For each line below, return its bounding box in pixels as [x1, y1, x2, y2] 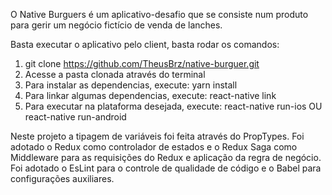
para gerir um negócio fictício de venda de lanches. [10, 19, 223, 31]
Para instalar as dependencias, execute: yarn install [24, 79, 238, 91]
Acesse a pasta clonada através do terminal [24, 69, 206, 80]
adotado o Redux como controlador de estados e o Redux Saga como [10, 141, 298, 153]
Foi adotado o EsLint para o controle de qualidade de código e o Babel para [10, 162, 322, 174]
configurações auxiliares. [10, 173, 115, 184]
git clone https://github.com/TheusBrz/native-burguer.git [24, 58, 260, 69]
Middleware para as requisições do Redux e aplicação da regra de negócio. [10, 152, 322, 163]
